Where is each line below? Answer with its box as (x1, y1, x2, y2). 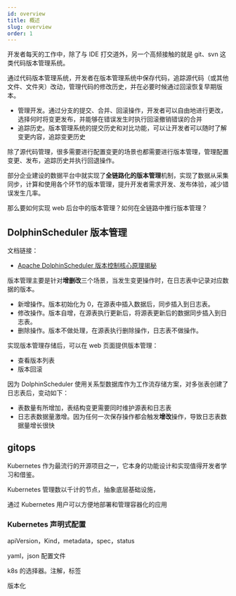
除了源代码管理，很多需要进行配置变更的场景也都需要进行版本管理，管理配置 (7, 148, 229, 156)
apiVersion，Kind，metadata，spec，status (7, 537, 135, 545)
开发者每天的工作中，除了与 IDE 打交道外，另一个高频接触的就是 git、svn (7, 50, 219, 58)
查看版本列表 (17, 356, 55, 365)
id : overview (7, 10, 46, 18)
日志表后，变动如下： (7, 389, 69, 397)
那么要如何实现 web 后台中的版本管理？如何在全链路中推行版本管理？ (7, 204, 208, 212)
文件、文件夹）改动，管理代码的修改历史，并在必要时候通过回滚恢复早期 (7, 82, 216, 91)
